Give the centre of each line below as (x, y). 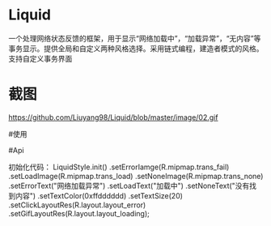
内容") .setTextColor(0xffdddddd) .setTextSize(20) (99, 195)
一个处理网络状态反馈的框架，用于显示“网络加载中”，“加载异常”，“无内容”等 (135, 38)
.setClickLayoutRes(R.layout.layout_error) (77, 205)
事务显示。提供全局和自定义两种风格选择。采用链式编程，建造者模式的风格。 (136, 48)
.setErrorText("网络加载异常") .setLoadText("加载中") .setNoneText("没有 (129, 185)
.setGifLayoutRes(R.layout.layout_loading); (79, 213)
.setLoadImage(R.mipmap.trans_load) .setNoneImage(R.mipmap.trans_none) (136, 176)
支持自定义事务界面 (40, 58)
